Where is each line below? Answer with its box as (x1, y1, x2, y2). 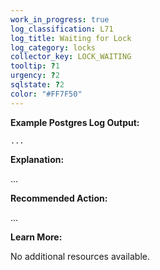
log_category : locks (10, 42, 97, 53)
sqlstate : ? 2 (10, 80, 65, 90)
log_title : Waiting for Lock (10, 33, 132, 43)
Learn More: (10, 231, 63, 243)
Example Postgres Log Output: (10, 116, 140, 128)
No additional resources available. (10, 250, 151, 262)
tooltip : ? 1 (10, 61, 60, 71)
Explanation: (10, 153, 65, 165)
